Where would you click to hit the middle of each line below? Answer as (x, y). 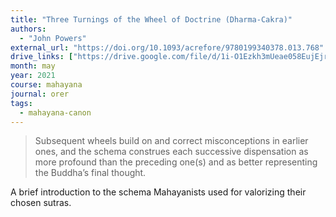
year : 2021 (33, 76)
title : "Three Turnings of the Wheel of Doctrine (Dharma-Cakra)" (151, 19)
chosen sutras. (41, 203)
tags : (21, 103)
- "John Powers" (53, 38)
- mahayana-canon (55, 112)
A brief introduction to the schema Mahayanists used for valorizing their (158, 192)
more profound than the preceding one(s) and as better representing (176, 162)
